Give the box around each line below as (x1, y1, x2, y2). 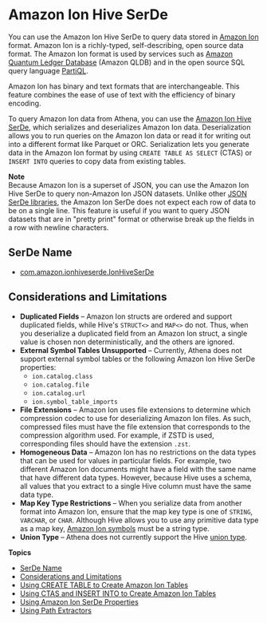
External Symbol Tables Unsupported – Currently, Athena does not (19, 345, 242, 355)
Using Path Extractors (19, 605, 92, 615)
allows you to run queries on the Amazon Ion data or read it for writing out (8, 130, 251, 141)
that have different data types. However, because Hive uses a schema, (19, 473, 253, 482)
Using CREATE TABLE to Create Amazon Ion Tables (19, 580, 189, 589)
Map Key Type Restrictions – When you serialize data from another (19, 498, 242, 508)
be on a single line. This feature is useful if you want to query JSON (8, 205, 230, 215)
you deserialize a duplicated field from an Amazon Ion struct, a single (19, 328, 248, 338)
